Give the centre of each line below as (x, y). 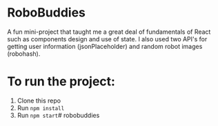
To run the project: (61, 82)
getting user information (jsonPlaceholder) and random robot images (105, 46)
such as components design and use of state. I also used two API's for (107, 39)
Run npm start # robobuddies (58, 115)
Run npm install (41, 107)
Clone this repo (39, 101)
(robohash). (24, 54)
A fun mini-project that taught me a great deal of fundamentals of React (109, 32)
